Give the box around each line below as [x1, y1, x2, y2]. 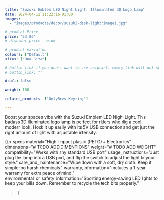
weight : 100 [5, 87, 29, 93]
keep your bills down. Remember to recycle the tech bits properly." [5, 180, 139, 186]
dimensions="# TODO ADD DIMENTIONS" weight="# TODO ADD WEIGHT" [5, 144, 156, 150]
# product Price [5, 30, 38, 35]
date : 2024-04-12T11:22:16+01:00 [5, 12, 73, 17]
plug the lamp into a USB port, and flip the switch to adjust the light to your [5, 154, 155, 160]
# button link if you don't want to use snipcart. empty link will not [5, 65, 154, 70]
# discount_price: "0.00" [5, 39, 58, 44]
